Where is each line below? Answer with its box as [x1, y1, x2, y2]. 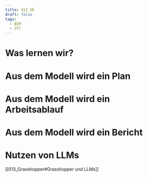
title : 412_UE [5, 7, 35, 12]
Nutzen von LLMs [5, 149, 79, 161]
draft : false [5, 12, 32, 17]
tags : [5, 16, 16, 21]
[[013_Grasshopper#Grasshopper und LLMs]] [5, 166, 99, 172]
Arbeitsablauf [5, 103, 64, 115]
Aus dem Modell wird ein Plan [5, 70, 131, 81]
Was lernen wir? [5, 47, 74, 59]
